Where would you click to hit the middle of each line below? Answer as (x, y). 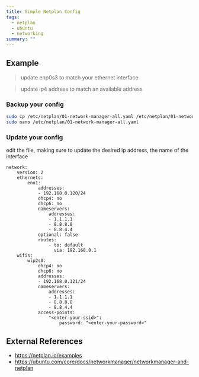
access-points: (57, 313)
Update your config (35, 137)
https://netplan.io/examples (48, 355)
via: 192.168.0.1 (75, 250)
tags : (13, 17)
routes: (47, 240)
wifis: (25, 255)
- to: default (66, 245)
